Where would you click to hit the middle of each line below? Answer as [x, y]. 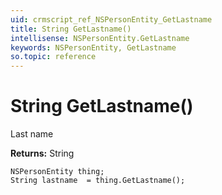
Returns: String [42, 153]
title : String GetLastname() [71, 29]
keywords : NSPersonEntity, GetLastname [93, 47]
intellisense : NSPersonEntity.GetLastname [100, 38]
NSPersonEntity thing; [57, 172]
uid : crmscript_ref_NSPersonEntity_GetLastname [111, 19]
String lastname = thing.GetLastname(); [98, 181]
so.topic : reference [53, 57]
